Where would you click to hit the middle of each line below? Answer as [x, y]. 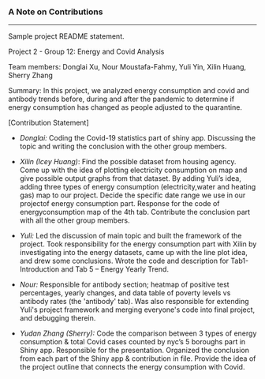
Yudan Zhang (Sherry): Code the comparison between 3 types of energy [138, 333]
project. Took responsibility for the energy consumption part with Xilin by [138, 244]
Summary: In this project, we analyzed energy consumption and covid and [129, 91]
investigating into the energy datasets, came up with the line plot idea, [134, 253]
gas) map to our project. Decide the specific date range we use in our [132, 195]
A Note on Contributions [56, 12]
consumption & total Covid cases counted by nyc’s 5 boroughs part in [132, 342]
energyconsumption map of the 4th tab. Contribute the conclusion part [135, 212]
